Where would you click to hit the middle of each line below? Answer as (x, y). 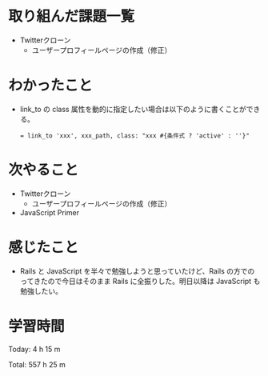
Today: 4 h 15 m (34, 349)
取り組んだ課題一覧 (72, 16)
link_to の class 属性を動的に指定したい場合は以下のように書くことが (133, 109)
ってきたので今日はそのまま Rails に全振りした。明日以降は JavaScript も (140, 281)
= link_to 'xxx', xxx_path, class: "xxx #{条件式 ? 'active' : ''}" (134, 136)
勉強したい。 (41, 291)
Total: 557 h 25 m (37, 364)
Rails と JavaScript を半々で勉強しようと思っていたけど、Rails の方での (137, 271)
